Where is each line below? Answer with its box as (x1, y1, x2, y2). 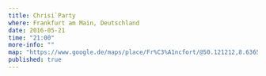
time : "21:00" (8, 33, 55, 42)
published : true (8, 56, 62, 64)
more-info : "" (8, 41, 55, 49)
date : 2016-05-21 (8, 26, 66, 34)
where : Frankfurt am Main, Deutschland (8, 19, 140, 27)
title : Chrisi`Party (8, 11, 77, 20)
